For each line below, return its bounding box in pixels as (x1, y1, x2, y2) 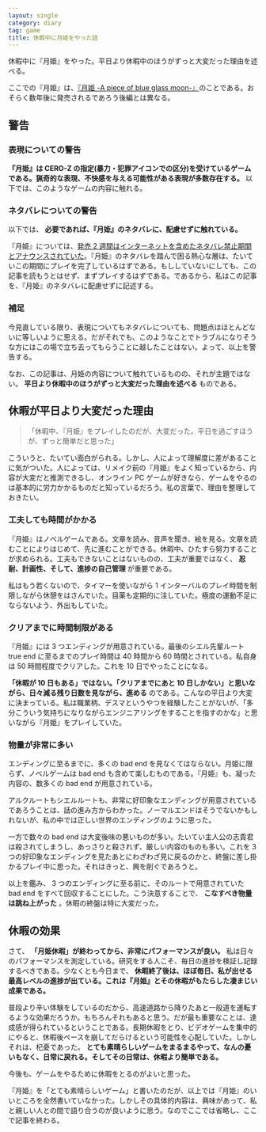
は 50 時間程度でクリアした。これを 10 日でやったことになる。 (8, 661, 212, 670)
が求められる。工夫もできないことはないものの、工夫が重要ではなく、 (8, 553, 237, 563)
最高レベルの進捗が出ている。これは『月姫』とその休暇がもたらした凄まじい (8, 976, 258, 986)
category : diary (8, 19, 62, 27)
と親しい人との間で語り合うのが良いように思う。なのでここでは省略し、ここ (8, 1106, 257, 1115)
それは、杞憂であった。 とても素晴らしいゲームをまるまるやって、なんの (8, 1043, 245, 1052)
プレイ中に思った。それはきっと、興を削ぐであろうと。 (21, 862, 202, 872)
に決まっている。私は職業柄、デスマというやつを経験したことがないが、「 (8, 697, 247, 707)
